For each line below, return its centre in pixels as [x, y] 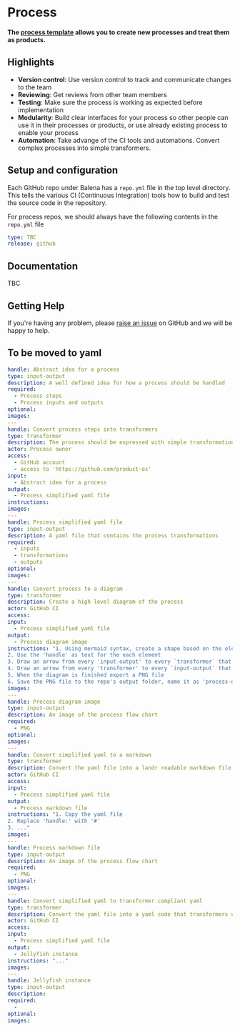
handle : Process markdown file [54, 847]
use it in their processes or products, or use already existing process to [122, 125]
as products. [27, 39]
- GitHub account [40, 462]
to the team [35, 87]
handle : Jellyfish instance [49, 981]
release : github [31, 244]
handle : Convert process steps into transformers [83, 429]
